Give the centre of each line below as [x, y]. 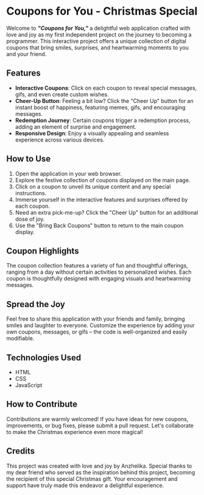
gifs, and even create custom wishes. [62, 94]
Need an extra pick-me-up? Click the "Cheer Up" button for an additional [107, 212]
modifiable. [20, 338]
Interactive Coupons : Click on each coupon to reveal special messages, [106, 88]
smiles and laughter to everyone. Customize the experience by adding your [100, 326]
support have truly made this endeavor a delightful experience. [85, 485]
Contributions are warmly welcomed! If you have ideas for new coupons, [97, 419]
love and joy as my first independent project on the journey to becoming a [99, 34]
